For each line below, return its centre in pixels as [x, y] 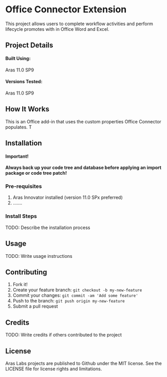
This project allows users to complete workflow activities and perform [79, 24]
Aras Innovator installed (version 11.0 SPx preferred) [68, 197]
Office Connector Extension [66, 10]
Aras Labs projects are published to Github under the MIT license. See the [83, 363]
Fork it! [20, 285]
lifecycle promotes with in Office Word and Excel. [57, 29]
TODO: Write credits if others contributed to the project [64, 335]
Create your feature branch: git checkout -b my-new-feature [77, 290]
